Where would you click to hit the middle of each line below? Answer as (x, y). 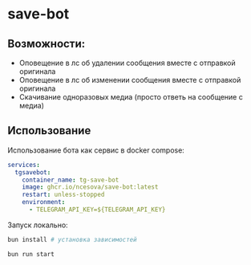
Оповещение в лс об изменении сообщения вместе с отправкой (130, 80)
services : (24, 165)
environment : (44, 202)
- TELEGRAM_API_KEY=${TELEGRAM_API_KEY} (97, 210)
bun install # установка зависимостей (72, 239)
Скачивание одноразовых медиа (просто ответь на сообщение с (131, 97)
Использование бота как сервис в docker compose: (96, 150)
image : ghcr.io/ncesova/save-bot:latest (90, 187)
